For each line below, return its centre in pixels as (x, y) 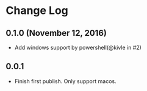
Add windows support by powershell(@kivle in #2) (78, 47)
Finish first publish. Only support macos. (65, 81)
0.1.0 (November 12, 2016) (56, 33)
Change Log (37, 11)
